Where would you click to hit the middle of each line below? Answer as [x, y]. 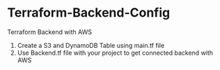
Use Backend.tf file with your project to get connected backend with [115, 53]
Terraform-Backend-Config [89, 13]
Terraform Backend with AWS [50, 32]
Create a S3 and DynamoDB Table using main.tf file [91, 45]
